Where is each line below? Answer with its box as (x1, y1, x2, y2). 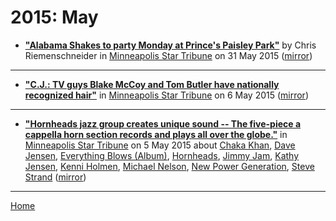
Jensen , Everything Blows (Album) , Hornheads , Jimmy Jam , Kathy (24, 149, 300, 161)
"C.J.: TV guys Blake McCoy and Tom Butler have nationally (24, 78, 280, 90)
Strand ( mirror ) (24, 171, 87, 183)
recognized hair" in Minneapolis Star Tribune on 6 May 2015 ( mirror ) (24, 89, 310, 101)
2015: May (10, 6, 99, 29)
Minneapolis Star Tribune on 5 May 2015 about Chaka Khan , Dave (24, 139, 296, 151)
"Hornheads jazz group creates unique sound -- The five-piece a (24, 117, 302, 130)
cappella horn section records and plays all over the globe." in (24, 128, 288, 140)
